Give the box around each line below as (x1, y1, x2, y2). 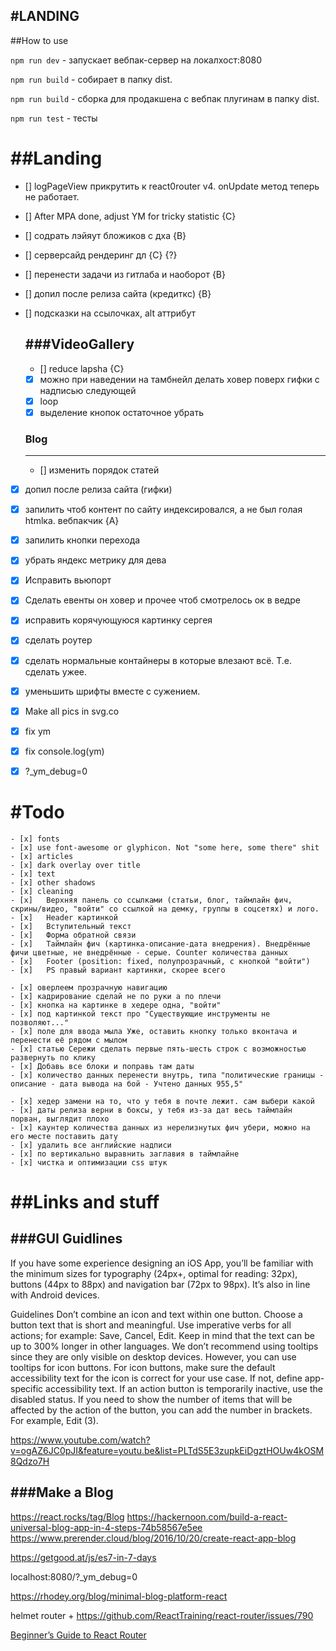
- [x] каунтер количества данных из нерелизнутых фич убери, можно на (10, 1122, 311, 1133)
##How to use (10, 34, 69, 46)
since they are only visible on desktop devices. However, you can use (10, 1350, 297, 1363)
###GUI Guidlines (10, 1230, 123, 1248)
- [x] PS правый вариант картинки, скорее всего (10, 965, 226, 975)
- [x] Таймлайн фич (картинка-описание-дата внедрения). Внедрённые (10, 939, 311, 949)
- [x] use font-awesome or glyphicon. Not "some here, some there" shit (10, 842, 320, 853)
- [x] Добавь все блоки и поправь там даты (10, 1061, 195, 1071)
